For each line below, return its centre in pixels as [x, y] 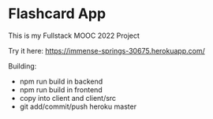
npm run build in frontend [61, 89]
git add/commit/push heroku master [78, 106]
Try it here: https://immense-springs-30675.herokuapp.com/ [106, 50]
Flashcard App [57, 14]
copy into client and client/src [68, 98]
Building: [22, 66]
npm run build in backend [61, 81]
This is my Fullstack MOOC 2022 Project [74, 35]
